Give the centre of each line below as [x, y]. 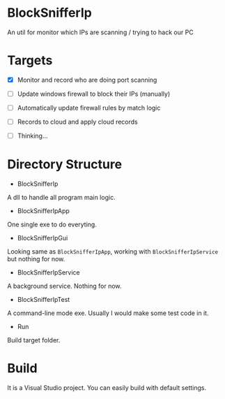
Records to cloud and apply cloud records [77, 122]
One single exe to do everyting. [52, 224]
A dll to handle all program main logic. [62, 198]
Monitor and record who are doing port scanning [87, 80]
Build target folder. [34, 340]
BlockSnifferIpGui [42, 238]
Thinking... [32, 136]
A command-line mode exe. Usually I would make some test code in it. [108, 313]
